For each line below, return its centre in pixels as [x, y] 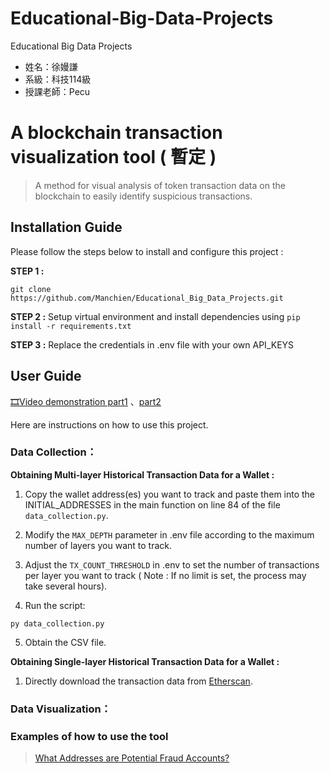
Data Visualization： [61, 709]
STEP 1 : [27, 271]
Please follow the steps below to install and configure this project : [147, 251]
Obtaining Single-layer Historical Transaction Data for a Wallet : [145, 661]
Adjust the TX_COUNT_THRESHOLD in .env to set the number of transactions [172, 564]
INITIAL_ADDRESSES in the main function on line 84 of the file [152, 504]
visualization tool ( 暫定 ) [113, 157]
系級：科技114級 [58, 79]
